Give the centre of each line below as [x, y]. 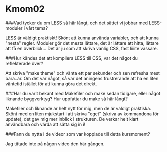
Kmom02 [25, 9]
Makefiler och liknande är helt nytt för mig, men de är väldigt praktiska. [78, 108]
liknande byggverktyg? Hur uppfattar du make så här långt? [66, 99]
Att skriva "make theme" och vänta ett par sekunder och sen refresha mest [83, 73]
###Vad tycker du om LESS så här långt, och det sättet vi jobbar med [77, 23]
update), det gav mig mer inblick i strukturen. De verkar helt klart [72, 119]
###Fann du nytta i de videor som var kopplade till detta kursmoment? [78, 134]
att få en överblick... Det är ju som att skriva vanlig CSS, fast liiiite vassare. [82, 48]
